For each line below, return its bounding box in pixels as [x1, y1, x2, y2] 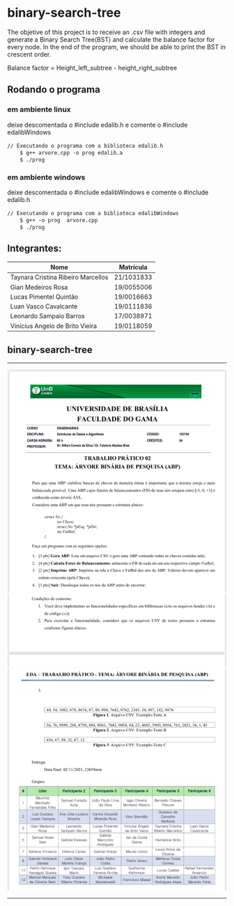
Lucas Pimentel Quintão [10, 292, 79, 301]
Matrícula [118, 263, 148, 272]
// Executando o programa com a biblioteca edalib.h [7, 142, 164, 149]
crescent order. [7, 50, 52, 58]
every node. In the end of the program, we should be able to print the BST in [7, 42, 226, 51]
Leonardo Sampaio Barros [10, 312, 85, 320]
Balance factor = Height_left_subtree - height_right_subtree [7, 63, 178, 72]
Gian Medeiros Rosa [10, 283, 68, 291]
